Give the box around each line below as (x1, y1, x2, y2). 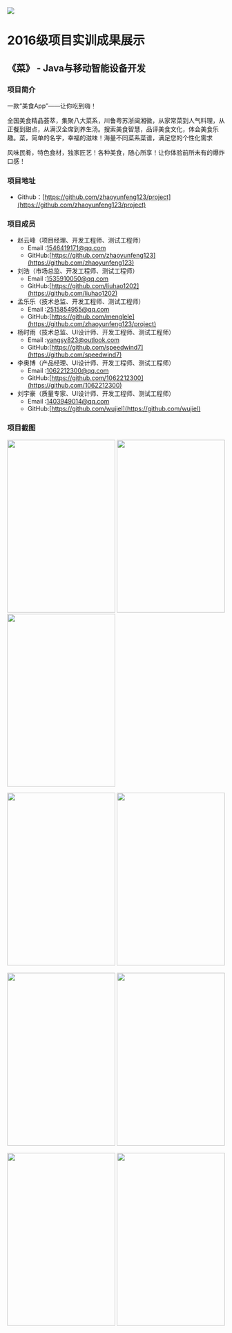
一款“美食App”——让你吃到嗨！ (7, 102, 97, 110)
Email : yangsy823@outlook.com (27, 336, 119, 344)
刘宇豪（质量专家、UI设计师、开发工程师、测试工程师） (17, 390, 175, 398)
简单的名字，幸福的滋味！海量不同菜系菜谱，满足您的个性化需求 (30, 133, 213, 142)
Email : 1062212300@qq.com (27, 366, 109, 375)
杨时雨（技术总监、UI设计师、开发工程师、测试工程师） (17, 328, 175, 337)
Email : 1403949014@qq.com (27, 397, 110, 406)
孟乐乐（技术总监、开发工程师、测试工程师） (17, 297, 145, 306)
